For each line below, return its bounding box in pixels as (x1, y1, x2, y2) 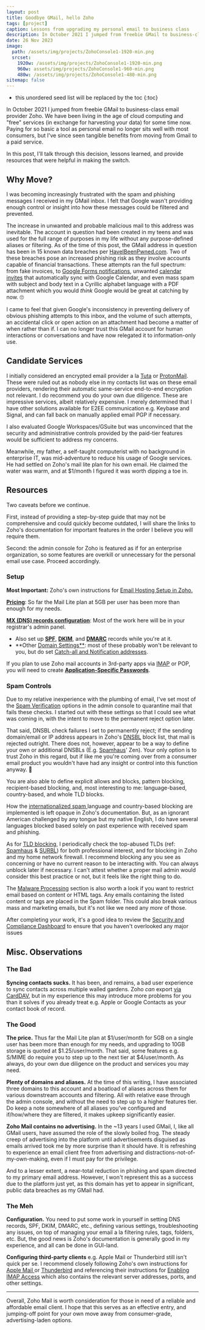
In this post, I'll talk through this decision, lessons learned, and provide (6, 150, 184, 158)
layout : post (6, 9, 40, 15)
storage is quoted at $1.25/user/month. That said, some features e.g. (6, 1047, 179, 1055)
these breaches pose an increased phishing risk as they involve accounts (6, 254, 191, 262)
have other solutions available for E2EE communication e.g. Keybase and (6, 404, 190, 412)
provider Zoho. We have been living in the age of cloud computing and (6, 113, 184, 120)
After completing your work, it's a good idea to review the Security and (6, 916, 184, 923)
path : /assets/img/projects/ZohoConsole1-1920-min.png (12, 49, 154, 55)
